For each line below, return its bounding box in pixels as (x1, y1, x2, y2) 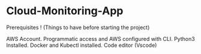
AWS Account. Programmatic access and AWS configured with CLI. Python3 (6, 35, 195, 42)
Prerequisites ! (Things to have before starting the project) (6, 24, 150, 31)
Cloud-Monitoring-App (6, 4, 124, 18)
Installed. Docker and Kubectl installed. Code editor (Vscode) (6, 42, 157, 49)
